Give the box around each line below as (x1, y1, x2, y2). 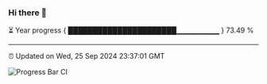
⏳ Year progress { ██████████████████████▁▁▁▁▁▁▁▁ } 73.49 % (8, 25, 254, 35)
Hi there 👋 (8, 7, 48, 18)
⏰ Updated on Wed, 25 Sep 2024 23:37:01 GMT (8, 52, 165, 61)
